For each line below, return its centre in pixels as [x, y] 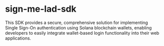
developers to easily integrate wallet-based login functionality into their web [82, 33]
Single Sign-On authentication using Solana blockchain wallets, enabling [78, 27]
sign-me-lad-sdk [41, 9]
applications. [18, 38]
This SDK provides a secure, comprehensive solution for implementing [77, 23]
